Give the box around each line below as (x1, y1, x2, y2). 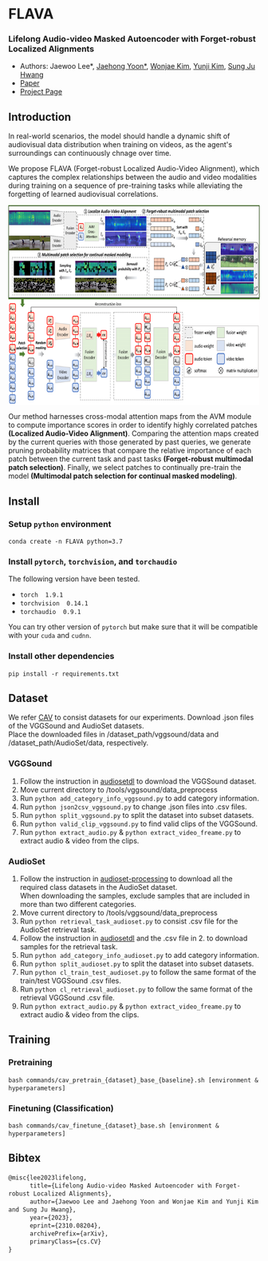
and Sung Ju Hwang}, (8, 1205, 77, 1214)
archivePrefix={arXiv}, (29, 1229, 109, 1238)
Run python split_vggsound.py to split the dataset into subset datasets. (19, 810, 254, 820)
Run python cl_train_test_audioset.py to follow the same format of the (19, 967, 257, 976)
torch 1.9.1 (19, 591, 64, 600)
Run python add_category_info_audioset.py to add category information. (19, 950, 259, 960)
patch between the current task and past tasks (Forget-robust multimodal (8, 454, 254, 464)
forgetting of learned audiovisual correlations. (8, 190, 159, 199)
